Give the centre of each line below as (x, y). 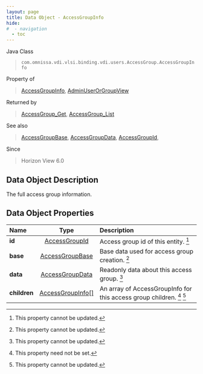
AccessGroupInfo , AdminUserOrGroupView (75, 90)
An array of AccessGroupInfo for (146, 288)
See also (17, 126)
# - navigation (27, 29)
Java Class (20, 51)
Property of (21, 79)
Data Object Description (52, 179)
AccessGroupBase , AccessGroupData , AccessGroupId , (90, 138)
